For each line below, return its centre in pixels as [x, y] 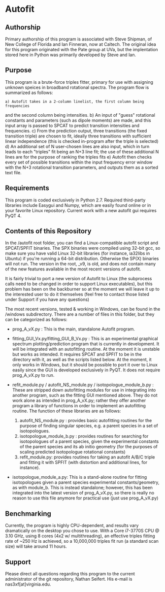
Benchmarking [28, 513]
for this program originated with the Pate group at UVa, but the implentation [82, 49]
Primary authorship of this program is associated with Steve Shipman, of [79, 39]
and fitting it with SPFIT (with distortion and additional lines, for [83, 462]
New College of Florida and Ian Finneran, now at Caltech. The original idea [81, 44]
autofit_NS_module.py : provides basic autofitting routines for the [86, 421]
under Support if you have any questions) [47, 299]
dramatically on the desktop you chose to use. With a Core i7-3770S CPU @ [82, 531]
